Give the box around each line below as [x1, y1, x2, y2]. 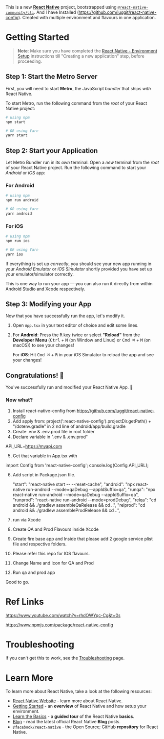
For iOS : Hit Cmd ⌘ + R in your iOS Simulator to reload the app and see [12, 352, 154, 358]
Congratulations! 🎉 [5, 371, 64, 379]
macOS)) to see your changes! [12, 343, 75, 348]
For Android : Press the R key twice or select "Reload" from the [12, 332, 140, 338]
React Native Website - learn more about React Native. [12, 698, 123, 704]
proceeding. [17, 58, 42, 64]
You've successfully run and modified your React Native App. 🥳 [5, 384, 133, 390]
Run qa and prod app [12, 569, 55, 575]
